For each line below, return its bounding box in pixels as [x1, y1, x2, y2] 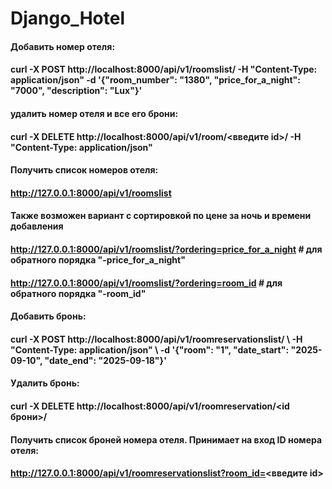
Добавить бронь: [10, 310, 87, 322]
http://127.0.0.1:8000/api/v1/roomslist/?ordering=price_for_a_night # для [10, 243, 323, 255]
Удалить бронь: [10, 377, 80, 389]
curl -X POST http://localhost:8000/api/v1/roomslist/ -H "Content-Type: [10, 63, 318, 76]
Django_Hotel [10, 7, 125, 30]
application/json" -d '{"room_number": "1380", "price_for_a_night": [10, 74, 301, 86]
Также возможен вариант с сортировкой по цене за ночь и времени [10, 210, 312, 222]
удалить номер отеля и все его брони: [10, 107, 179, 119]
